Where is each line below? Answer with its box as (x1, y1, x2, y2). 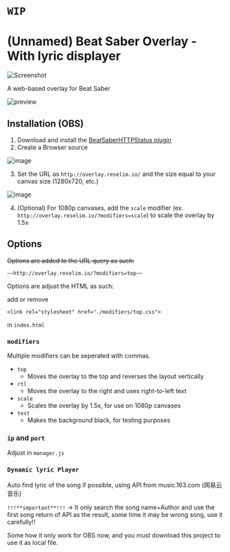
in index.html (7, 320, 45, 329)
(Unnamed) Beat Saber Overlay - (7, 34, 197, 49)
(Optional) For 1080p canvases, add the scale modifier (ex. (16, 203, 184, 212)
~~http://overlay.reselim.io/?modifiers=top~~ (7, 269, 143, 276)
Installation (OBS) (7, 118, 84, 129)
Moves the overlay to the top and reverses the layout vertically (27, 373, 204, 381)
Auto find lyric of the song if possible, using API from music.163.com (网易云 (7, 481, 222, 489)
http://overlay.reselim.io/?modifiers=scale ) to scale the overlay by (16, 211, 215, 219)
